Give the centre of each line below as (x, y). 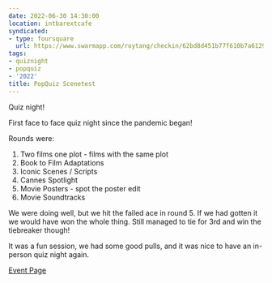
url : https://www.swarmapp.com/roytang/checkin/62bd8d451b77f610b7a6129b (142, 46)
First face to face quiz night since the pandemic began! (100, 122)
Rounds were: (32, 138)
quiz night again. (61, 254)
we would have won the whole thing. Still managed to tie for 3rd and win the (135, 221)
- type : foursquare (41, 39)
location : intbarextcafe (50, 24)
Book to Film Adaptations (62, 162)
